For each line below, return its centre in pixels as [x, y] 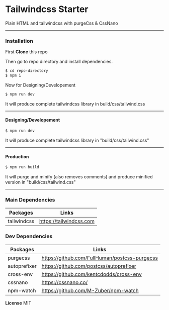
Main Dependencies [30, 199]
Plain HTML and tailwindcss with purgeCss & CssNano [62, 23]
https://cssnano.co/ [65, 282]
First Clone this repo [26, 52]
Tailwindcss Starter [47, 9]
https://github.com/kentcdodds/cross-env [92, 274]
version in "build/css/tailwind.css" [40, 182]
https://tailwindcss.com [67, 221]
